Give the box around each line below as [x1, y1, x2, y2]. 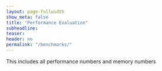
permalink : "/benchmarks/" [6, 42, 72, 48]
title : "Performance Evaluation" [6, 20, 88, 25]
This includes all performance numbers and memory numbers [6, 57, 156, 65]
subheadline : [6, 25, 38, 31]
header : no [6, 36, 33, 42]
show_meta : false [6, 14, 49, 20]
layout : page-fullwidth [6, 8, 65, 15]
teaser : [6, 31, 25, 37]
